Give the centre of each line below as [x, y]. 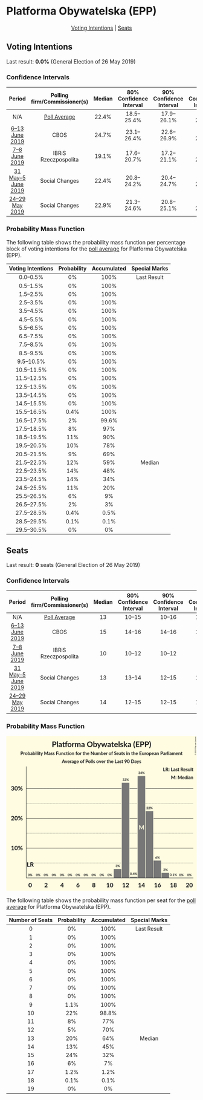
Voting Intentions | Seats [101, 28]
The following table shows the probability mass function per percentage [96, 242]
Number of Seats [31, 920]
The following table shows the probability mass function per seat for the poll [101, 900]
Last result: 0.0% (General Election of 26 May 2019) [71, 61]
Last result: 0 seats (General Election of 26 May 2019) [73, 565]
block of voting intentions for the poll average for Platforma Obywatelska [97, 249]
